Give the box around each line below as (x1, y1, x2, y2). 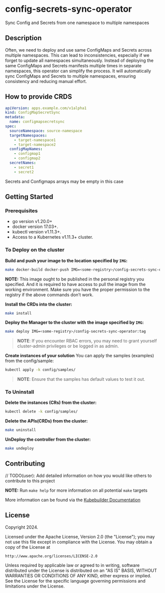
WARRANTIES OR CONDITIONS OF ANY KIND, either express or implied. (5, 572, 151, 578)
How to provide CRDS (5, 92, 72, 101)
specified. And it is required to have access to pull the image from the (5, 281, 146, 287)
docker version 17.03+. (12, 224, 58, 229)
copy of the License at (5, 544, 51, 550)
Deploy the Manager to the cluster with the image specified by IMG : (5, 319, 144, 325)
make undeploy (5, 446, 34, 451)
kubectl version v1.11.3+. (12, 229, 61, 235)
